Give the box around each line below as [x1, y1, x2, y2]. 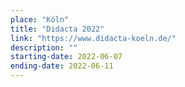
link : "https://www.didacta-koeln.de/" [10, 33, 177, 43]
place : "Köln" [10, 14, 70, 25]
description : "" [10, 42, 78, 53]
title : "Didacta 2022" [10, 24, 105, 34]
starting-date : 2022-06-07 [10, 52, 123, 62]
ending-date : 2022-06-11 [10, 61, 114, 71]
